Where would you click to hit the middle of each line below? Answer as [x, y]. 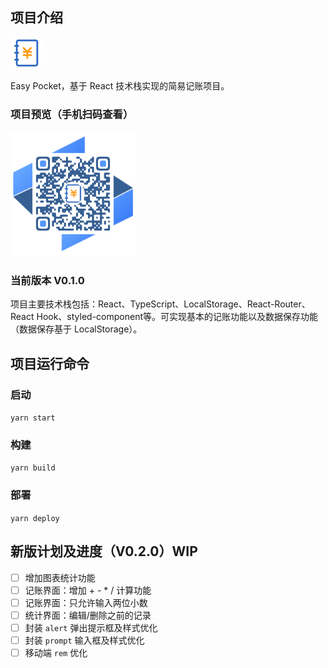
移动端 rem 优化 [56, 652]
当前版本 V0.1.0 [47, 281]
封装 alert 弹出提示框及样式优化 [91, 627]
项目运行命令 [50, 363]
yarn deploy [35, 518]
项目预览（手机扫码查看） [72, 114]
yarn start [33, 418]
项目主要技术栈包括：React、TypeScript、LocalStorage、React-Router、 [160, 304]
